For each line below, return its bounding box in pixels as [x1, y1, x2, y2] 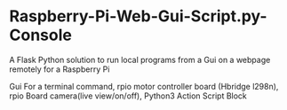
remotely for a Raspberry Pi [9, 64, 110, 75]
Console [9, 25, 73, 45]
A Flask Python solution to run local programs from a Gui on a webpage [9, 54, 271, 65]
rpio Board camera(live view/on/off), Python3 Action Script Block [9, 90, 247, 101]
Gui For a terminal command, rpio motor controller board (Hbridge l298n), [9, 81, 279, 91]
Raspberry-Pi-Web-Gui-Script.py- [9, 6, 268, 27]
